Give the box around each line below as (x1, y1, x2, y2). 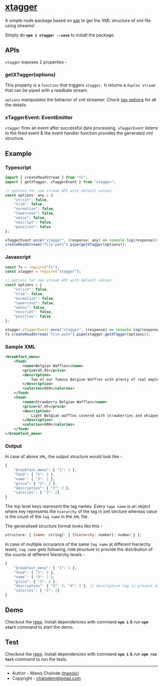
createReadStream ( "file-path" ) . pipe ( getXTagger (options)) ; (5, 242, 127, 247)
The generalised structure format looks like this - (5, 523, 103, 529)
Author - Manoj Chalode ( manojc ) (12, 670, 80, 676)
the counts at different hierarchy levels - (5, 552, 85, 557)
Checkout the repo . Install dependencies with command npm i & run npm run (5, 651, 157, 657)
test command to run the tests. (5, 656, 68, 662)
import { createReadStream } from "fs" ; (5, 175, 88, 180)
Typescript (5, 164, 32, 171)
